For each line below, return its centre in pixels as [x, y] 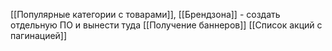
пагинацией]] [39, 35]
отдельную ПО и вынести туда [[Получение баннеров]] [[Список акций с [166, 25]
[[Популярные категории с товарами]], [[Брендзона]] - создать [145, 14]
